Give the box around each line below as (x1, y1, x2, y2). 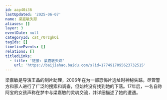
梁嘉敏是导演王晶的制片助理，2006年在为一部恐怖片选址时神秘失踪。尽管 (5, 77, 156, 83)
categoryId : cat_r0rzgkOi (5, 35, 59, 40)
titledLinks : (5, 53, 32, 59)
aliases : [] (5, 21, 30, 26)
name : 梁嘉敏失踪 (5, 16, 37, 21)
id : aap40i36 (5, 7, 32, 12)
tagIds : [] (5, 40, 28, 45)
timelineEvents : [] (5, 44, 46, 49)
